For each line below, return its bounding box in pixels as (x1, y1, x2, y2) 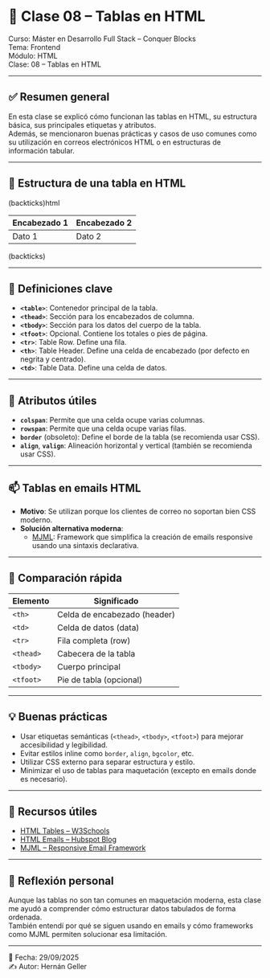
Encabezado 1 (12, 217, 68, 228)
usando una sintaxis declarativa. (31, 541, 139, 550)
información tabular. (8, 145, 75, 155)
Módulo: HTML (8, 51, 58, 60)
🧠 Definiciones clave (8, 281, 113, 296)
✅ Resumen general (8, 90, 110, 104)
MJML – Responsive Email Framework (19, 843, 146, 853)
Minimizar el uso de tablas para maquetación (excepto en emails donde (19, 765, 257, 775)
